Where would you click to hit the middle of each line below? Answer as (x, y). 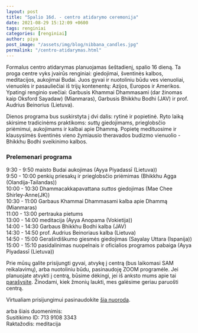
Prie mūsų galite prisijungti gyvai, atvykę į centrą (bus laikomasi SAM (90, 263)
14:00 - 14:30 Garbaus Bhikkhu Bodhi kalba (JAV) (66, 226)
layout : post (22, 12)
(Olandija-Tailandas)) (32, 182)
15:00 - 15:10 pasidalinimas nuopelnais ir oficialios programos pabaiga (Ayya (99, 245)
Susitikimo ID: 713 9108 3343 (41, 318)
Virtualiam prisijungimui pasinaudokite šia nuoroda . (68, 300)
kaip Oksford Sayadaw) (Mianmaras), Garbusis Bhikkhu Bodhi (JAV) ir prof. (97, 98)
